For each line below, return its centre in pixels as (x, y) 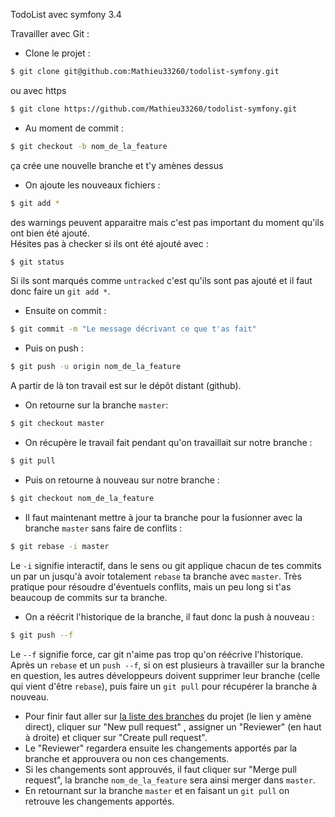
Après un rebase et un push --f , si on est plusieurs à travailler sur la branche (168, 665)
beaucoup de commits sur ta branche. (89, 597)
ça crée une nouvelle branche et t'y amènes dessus (117, 165)
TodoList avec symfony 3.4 (66, 14)
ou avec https (38, 90)
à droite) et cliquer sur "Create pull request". (116, 737)
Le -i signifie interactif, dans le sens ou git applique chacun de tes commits (166, 565)
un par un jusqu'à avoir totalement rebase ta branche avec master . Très (156, 576)
